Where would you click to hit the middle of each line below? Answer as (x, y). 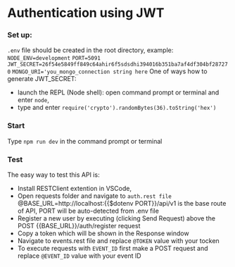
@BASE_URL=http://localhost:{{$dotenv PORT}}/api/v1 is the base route (122, 204)
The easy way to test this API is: (53, 175)
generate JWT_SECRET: (42, 79)
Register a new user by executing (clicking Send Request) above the (116, 218)
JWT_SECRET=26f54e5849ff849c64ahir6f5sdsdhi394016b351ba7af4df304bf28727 (118, 65)
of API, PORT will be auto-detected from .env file (88, 211)
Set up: (20, 35)
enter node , (33, 100)
